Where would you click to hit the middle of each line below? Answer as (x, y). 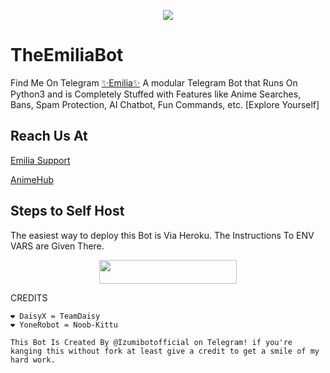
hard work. (33, 360)
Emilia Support (40, 160)
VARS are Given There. (57, 246)
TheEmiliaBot (67, 55)
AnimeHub (32, 179)
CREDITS (29, 298)
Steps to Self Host (67, 211)
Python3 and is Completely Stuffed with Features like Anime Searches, (156, 94)
